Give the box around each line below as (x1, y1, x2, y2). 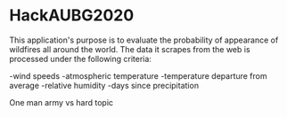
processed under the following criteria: (9, 53, 152, 64)
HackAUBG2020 (9, 5, 135, 26)
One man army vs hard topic (9, 97, 114, 107)
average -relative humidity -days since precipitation (9, 80, 199, 90)
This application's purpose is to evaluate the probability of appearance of (9, 35, 279, 45)
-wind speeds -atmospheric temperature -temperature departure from (9, 70, 267, 81)
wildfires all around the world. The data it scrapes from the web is (9, 43, 251, 54)
